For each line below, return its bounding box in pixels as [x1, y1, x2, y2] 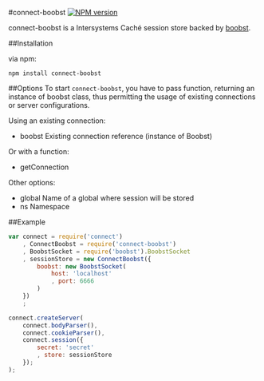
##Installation [8, 38, 53, 48]
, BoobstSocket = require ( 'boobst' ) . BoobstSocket [22, 248, 191, 256]
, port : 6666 [50, 277, 94, 285]
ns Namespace [19, 202, 70, 211]
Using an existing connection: [8, 116, 106, 125]
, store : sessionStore [37, 351, 112, 359]
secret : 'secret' [37, 343, 94, 351]
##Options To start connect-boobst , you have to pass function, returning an [8, 84, 255, 93]
